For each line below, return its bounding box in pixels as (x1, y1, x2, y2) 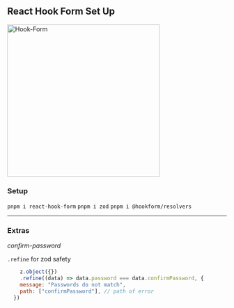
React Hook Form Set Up (7, 6, 116, 17)
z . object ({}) (19, 268, 58, 275)
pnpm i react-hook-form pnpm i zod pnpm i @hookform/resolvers (7, 203, 192, 211)
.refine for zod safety (7, 255, 71, 264)
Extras (7, 226, 30, 236)
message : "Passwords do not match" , (19, 282, 127, 289)
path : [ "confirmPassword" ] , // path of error (19, 288, 155, 295)
